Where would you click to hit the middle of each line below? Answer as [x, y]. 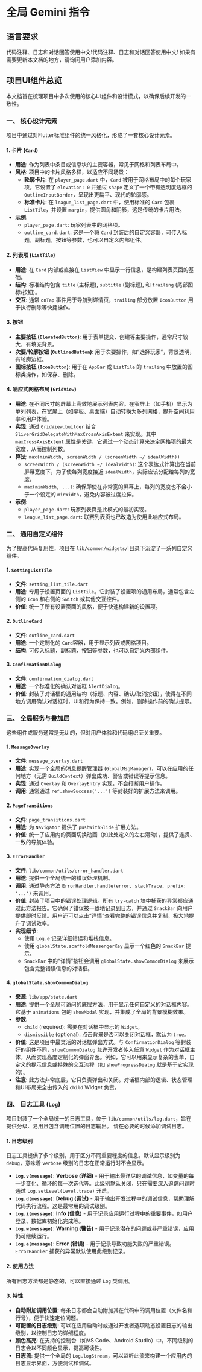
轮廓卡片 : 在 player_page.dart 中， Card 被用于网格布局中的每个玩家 [108, 180]
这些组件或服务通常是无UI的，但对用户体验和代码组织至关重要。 [86, 733]
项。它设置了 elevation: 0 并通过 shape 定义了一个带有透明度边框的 [108, 187]
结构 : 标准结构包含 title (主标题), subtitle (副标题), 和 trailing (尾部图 [104, 285]
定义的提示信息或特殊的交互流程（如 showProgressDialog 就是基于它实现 [104, 1064]
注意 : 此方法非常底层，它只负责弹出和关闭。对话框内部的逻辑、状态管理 [104, 1080]
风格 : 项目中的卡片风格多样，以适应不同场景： [72, 172]
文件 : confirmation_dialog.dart [54, 678]
